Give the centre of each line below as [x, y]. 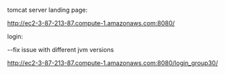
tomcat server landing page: [47, 10]
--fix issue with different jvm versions [61, 50]
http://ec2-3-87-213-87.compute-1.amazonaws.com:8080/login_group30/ [112, 63]
